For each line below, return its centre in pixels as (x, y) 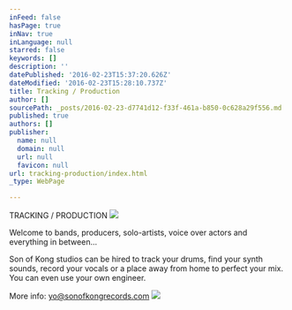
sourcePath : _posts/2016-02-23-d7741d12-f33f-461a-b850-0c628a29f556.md (146, 108)
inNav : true (31, 34)
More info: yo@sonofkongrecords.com (79, 296)
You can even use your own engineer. (78, 278)
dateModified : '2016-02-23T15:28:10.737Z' (88, 83)
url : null (35, 157)
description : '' (39, 67)
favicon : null (43, 165)
